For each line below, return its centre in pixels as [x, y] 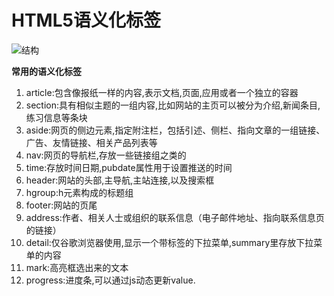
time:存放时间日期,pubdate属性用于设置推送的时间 [129, 167]
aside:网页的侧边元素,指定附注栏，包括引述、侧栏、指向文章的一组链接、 [175, 130]
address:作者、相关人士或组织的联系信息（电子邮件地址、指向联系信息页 [175, 217]
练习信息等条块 [56, 117]
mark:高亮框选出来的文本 [77, 267]
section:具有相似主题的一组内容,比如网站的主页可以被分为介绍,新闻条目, [173, 105]
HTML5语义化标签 [86, 20]
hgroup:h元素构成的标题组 [79, 192]
